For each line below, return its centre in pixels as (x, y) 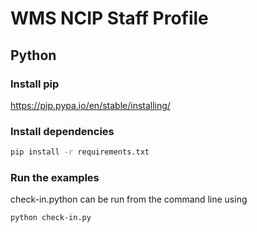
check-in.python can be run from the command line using (129, 199)
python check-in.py (51, 218)
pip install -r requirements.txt (80, 152)
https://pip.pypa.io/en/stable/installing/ (90, 105)
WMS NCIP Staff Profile (109, 18)
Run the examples (55, 177)
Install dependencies (62, 131)
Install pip (35, 84)
